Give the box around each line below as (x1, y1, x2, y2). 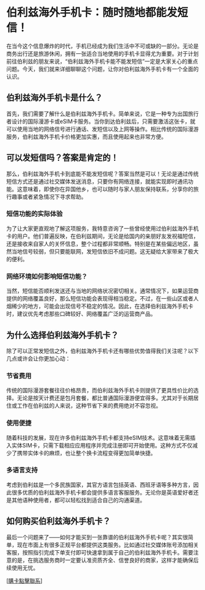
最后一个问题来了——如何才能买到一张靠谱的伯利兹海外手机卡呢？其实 (6, 533, 183, 540)
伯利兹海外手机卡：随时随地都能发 (6, 6, 178, 20)
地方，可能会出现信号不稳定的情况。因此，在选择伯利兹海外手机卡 (27, 302, 193, 310)
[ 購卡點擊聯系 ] (6, 577, 43, 584)
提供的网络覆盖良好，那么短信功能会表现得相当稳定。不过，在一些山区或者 (6, 295, 193, 302)
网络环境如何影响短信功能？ (6, 272, 88, 280)
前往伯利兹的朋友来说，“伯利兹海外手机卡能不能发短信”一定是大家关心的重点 (6, 58, 198, 65)
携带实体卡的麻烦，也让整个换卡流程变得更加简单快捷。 (16, 449, 156, 457)
